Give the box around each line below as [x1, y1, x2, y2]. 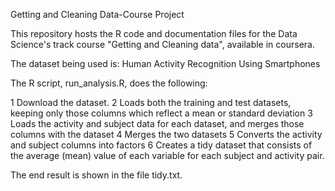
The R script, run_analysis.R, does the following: [10, 77, 208, 89]
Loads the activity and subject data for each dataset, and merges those [10, 118, 305, 129]
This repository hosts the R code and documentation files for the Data [10, 28, 298, 39]
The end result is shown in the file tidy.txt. [10, 169, 183, 181]
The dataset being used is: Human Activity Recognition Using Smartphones [10, 58, 321, 69]
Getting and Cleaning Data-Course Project [10, 9, 185, 20]
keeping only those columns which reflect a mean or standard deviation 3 [10, 107, 313, 119]
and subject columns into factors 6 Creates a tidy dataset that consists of [10, 139, 313, 151]
